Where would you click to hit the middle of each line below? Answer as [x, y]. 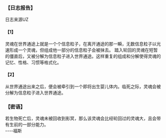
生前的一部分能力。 [29, 124]
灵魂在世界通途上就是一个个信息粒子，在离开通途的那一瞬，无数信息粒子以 [81, 44]
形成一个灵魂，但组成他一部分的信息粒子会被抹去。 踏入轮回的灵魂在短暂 [83, 50]
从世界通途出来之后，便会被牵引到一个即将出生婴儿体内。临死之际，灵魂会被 [83, 86]
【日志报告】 [21, 7]
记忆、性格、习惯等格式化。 [33, 62]
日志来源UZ [17, 20]
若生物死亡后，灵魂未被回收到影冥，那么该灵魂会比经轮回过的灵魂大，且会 [81, 118]
